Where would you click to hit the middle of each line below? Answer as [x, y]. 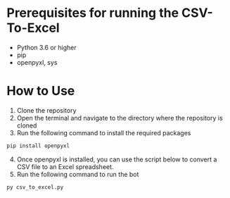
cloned [27, 125]
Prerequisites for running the [93, 13]
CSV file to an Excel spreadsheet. [65, 166]
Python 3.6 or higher [46, 47]
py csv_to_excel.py [35, 187]
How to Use [41, 91]
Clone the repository [46, 110]
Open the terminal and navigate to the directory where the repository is [120, 118]
